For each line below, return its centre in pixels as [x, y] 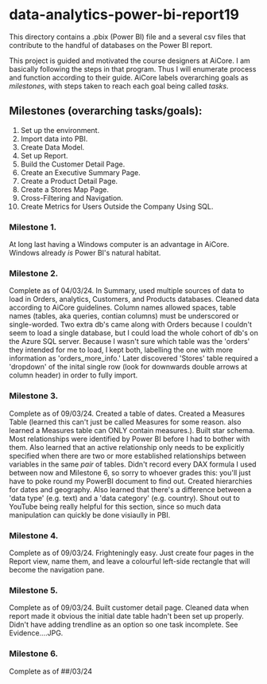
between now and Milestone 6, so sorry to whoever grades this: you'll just [130, 472]
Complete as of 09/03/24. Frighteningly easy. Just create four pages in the [132, 553]
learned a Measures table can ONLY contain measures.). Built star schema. [132, 430]
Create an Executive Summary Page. [81, 172]
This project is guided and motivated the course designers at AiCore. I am [130, 61]
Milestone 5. [33, 590]
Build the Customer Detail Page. [73, 164]
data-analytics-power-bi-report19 [124, 15]
